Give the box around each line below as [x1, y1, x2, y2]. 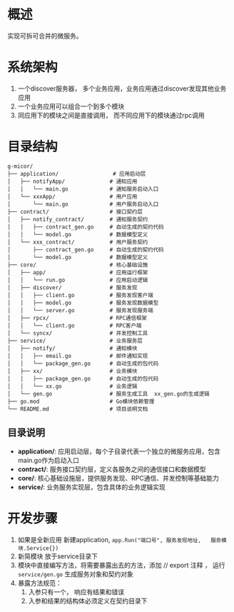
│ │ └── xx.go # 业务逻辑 [7, 383, 138, 390]
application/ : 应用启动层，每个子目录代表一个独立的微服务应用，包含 [17, 447, 221, 456]
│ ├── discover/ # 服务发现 [7, 284, 138, 291]
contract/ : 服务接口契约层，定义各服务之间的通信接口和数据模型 [17, 465, 206, 473]
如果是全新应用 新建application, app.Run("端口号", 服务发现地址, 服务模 [17, 535, 227, 543]
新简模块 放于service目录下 [17, 551, 98, 561]
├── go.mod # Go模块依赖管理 [7, 398, 155, 405]
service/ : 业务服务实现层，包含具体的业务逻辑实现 [17, 483, 166, 491]
